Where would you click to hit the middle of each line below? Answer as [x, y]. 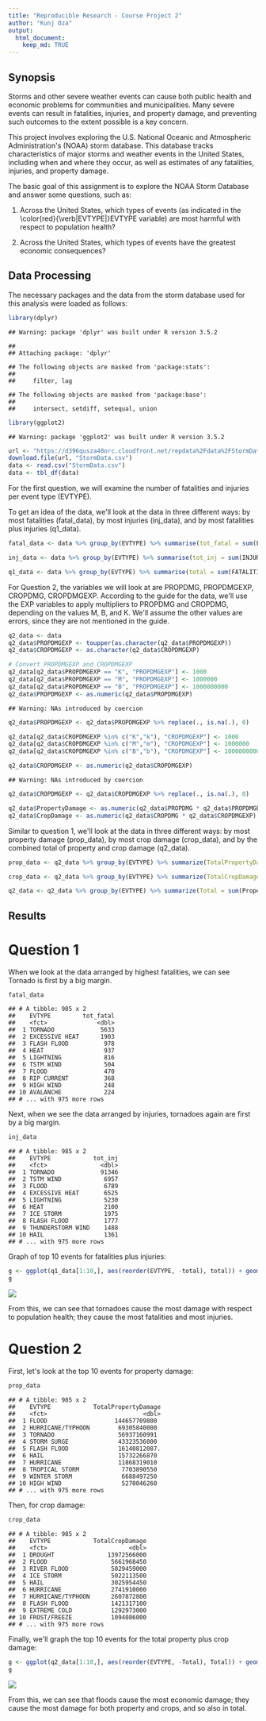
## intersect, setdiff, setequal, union [83, 409]
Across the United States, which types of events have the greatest [127, 242]
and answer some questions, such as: [70, 195]
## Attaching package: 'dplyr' [60, 353]
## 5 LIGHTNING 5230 [63, 1200]
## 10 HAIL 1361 [63, 1235]
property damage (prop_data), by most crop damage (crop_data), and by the [133, 839]
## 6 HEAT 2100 [63, 1207]
